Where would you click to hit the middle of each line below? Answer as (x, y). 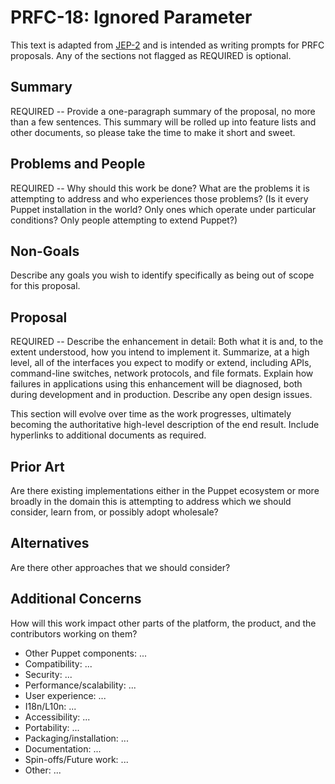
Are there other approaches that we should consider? (120, 567)
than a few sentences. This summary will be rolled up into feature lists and (163, 122)
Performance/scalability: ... (80, 685)
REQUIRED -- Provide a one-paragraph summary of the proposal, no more (163, 111)
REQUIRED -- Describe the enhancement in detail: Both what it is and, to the (167, 342)
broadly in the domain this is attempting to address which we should (151, 501)
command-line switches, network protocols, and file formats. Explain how (162, 373)
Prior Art (37, 466)
